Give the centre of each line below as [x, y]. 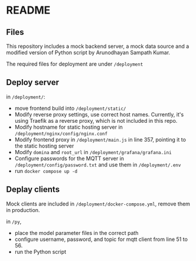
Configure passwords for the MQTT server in [69, 158]
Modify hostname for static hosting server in [68, 127]
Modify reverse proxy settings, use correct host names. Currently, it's [99, 114]
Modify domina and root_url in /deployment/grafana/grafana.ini [93, 152]
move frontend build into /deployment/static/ [70, 108]
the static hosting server [44, 146]
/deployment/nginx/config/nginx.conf [61, 133]
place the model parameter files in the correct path [76, 233]
